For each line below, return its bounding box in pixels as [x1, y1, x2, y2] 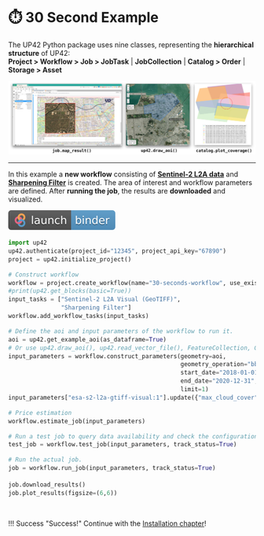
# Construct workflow [8, 271, 79, 279]
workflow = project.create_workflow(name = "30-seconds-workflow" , [8, 279, 226, 286]
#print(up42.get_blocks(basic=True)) [8, 287, 132, 295]
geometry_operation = [180, 360, 247, 368]
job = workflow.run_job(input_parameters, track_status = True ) [8, 464, 216, 472]
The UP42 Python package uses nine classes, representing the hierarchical [8, 39, 254, 50]
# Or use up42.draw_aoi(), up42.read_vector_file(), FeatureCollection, [8, 344, 251, 352]
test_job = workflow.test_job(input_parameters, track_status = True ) [8, 441, 237, 449]
